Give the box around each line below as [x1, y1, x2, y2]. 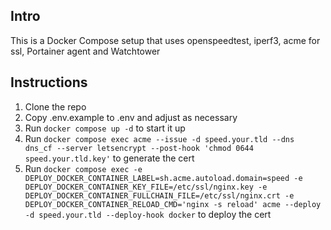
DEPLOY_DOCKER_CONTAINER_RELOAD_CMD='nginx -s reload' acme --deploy [24, 199, 322, 209]
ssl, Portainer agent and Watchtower [10, 45, 161, 57]
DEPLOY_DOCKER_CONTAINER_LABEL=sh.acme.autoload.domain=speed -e [24, 173, 303, 183]
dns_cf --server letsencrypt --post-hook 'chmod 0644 [24, 143, 254, 153]
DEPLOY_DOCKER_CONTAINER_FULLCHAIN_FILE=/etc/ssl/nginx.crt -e [24, 190, 295, 201]
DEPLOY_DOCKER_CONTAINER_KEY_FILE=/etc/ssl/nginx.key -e [24, 182, 268, 192]
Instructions [10, 74, 88, 91]
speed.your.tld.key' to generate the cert [24, 152, 195, 164]
